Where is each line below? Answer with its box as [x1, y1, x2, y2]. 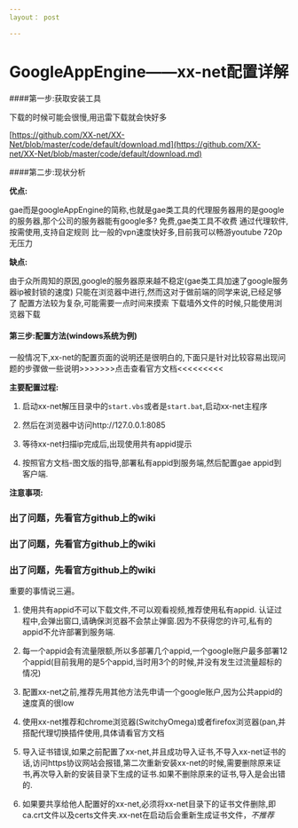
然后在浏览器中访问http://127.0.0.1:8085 [21, 419, 166, 430]
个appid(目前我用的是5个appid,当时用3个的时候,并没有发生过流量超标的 [21, 656, 282, 666]
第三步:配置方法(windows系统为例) [9, 330, 137, 342]
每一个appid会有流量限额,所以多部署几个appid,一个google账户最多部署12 [21, 645, 288, 656]
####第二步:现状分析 [9, 166, 86, 177]
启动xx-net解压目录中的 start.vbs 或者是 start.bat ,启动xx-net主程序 [21, 400, 268, 411]
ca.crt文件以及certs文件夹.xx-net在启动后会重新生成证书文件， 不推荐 [21, 809, 275, 820]
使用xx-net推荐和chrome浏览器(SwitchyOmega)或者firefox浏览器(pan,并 [21, 716, 286, 727]
